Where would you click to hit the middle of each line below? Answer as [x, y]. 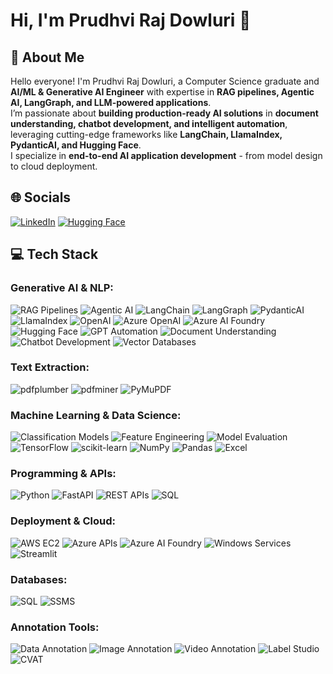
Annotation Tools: [55, 627]
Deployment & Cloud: [63, 521]
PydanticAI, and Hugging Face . [76, 145]
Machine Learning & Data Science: [96, 415]
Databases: [39, 579]
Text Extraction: [50, 367]
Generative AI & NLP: [62, 288]
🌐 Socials [41, 197]
